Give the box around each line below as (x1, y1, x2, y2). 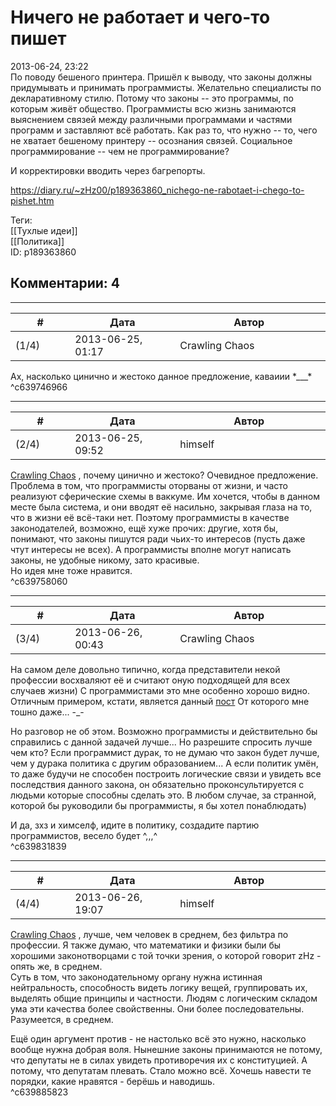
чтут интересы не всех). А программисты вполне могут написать (10, 543, 292, 555)
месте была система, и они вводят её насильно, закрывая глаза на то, (10, 501, 313, 513)
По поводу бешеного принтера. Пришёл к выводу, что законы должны (10, 71, 312, 83)
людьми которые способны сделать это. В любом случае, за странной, (10, 789, 317, 801)
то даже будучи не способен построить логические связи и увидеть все (10, 767, 322, 780)
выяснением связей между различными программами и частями (10, 113, 293, 125)
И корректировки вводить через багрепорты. (10, 164, 206, 176)
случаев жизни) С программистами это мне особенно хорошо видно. (10, 684, 311, 696)
